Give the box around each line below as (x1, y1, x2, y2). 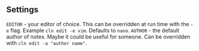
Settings (6, 5, 39, 15)
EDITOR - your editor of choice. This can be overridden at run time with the (6, 20, 189, 27)
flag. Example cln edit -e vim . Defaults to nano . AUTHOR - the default (10, 27, 180, 34)
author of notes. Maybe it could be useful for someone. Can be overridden (6, 33, 191, 40)
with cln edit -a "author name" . (6, 39, 87, 46)
